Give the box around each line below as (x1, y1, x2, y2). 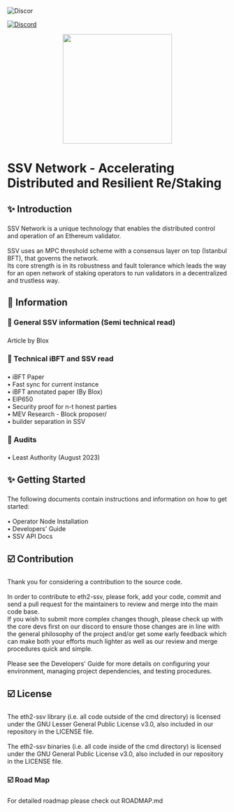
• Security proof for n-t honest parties (7, 402, 117, 411)
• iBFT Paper (7, 372, 45, 381)
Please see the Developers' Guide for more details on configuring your (7, 659, 210, 668)
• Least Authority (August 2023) (7, 453, 100, 462)
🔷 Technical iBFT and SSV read (7, 354, 114, 364)
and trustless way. (7, 276, 60, 284)
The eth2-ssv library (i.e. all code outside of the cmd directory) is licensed (7, 713, 221, 721)
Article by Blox (7, 336, 49, 345)
